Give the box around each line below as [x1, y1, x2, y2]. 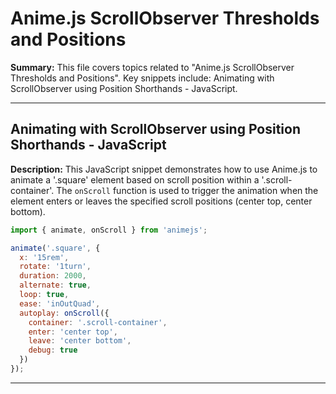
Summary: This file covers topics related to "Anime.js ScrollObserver [10, 61, 295, 73]
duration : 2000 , [19, 271, 87, 281]
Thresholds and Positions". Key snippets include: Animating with [10, 72, 275, 84]
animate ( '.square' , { [10, 243, 101, 253]
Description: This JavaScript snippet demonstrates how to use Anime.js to [10, 163, 318, 175]
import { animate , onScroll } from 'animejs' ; [10, 225, 208, 235]
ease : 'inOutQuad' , [19, 298, 101, 309]
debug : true [28, 345, 78, 356]
